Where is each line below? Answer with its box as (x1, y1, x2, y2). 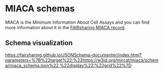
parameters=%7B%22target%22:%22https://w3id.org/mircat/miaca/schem (5, 57, 159, 63)
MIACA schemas (5, 3, 75, 14)
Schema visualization (5, 39, 73, 47)
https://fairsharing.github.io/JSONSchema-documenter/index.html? (5, 52, 142, 58)
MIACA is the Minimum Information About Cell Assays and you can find (5, 19, 150, 25)
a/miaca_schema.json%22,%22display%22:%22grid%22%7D (5, 62, 132, 68)
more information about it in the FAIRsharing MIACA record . (5, 24, 126, 30)
